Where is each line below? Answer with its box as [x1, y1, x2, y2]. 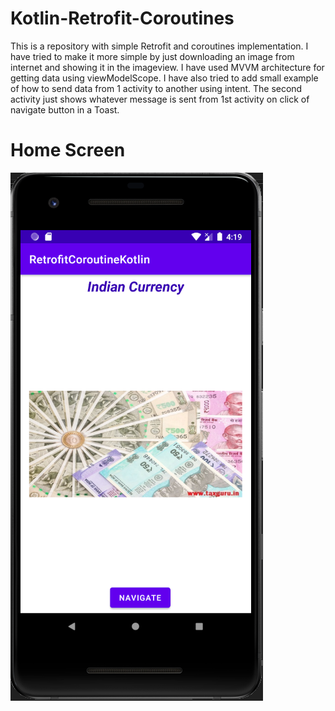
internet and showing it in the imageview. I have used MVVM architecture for [10, 61, 325, 73]
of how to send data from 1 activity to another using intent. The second [10, 82, 303, 94]
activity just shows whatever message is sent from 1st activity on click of [10, 93, 310, 105]
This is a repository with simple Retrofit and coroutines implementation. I [10, 40, 309, 52]
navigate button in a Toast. [10, 103, 120, 116]
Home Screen [10, 139, 126, 162]
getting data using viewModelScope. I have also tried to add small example [10, 72, 319, 84]
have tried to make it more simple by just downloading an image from [10, 50, 295, 62]
